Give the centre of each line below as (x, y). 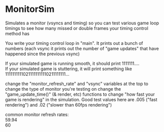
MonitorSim (30, 9)
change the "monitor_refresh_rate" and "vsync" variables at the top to (77, 84)
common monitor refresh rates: (37, 114)
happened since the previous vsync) (42, 54)
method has (17, 33)
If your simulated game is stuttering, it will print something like (69, 69)
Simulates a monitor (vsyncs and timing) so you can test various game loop (82, 23)
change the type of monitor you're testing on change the (63, 89)
